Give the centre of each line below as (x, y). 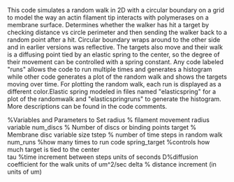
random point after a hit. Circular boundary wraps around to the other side (114, 40)
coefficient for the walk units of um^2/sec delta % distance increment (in (112, 164)
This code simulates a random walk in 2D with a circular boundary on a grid (116, 10)
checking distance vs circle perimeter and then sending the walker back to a (117, 32)
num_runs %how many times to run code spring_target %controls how (109, 142)
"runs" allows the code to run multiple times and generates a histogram (110, 69)
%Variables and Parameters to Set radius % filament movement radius (108, 120)
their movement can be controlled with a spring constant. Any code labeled (116, 62)
